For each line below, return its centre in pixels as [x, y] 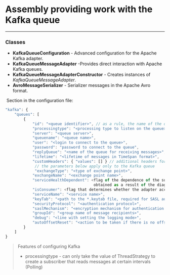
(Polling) [34, 267]
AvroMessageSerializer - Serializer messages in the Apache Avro [81, 85]
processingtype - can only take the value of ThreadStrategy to [90, 256]
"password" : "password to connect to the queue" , [86, 148]
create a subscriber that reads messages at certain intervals [88, 261]
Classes [15, 42]
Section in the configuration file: [40, 101]
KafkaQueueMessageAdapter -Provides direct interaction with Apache [87, 64]
